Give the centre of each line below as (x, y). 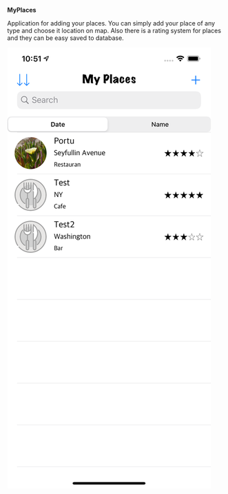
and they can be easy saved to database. (65, 38)
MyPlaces (22, 10)
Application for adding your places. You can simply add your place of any (111, 23)
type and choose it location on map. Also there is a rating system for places (114, 31)
